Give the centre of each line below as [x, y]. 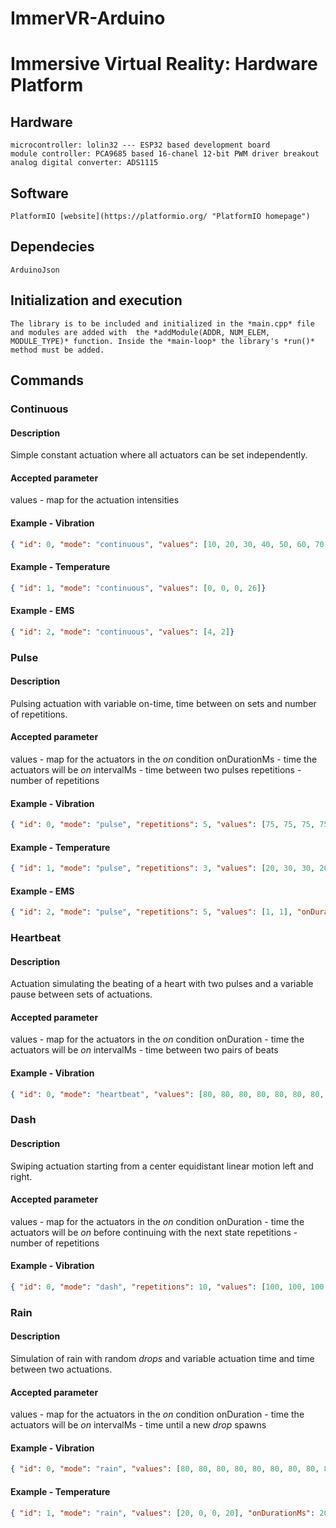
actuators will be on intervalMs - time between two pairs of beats [144, 1050]
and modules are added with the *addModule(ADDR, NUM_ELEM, [140, 332]
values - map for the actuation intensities [95, 500]
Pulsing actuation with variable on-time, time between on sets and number [163, 703]
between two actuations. [61, 1369]
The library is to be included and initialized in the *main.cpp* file [162, 323]
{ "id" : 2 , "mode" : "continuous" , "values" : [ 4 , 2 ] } [122, 632]
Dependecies [52, 247]
